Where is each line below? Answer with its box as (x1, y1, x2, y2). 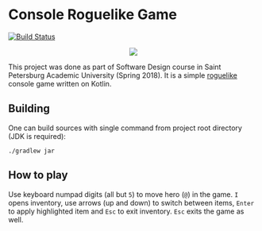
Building (8, 102, 50, 116)
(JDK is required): (8, 131, 66, 141)
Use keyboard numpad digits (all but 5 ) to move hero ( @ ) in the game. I (8, 189, 239, 199)
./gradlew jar (8, 147, 56, 155)
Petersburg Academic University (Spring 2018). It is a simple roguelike (8, 70, 238, 80)
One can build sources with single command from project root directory (8, 123, 242, 133)
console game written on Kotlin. (8, 79, 112, 88)
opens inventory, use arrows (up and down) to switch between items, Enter (8, 198, 255, 207)
